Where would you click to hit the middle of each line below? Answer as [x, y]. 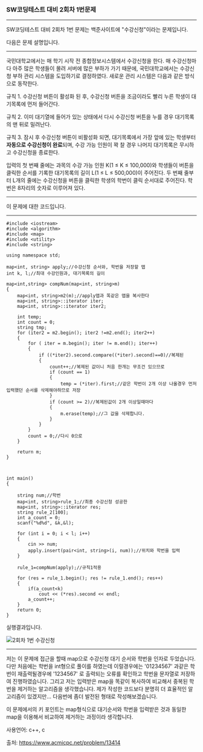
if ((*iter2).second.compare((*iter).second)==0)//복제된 [111, 355]
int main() [20, 479]
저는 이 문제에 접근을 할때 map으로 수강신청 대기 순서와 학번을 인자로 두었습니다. [101, 659]
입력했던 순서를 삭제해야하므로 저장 [43, 391]
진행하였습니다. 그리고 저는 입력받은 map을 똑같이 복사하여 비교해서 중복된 [100, 681]
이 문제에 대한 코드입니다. [36, 206]
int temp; [30, 317]
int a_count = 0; [39, 518]
